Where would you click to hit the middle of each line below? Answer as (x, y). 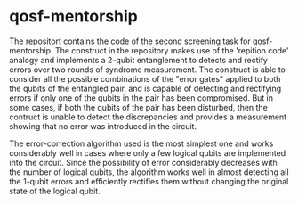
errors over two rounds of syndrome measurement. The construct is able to (148, 70)
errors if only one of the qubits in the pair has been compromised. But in (141, 98)
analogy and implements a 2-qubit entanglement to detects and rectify (139, 60)
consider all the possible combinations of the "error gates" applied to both (145, 78)
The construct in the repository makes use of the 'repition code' (172, 50)
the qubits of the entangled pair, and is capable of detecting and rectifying (145, 88)
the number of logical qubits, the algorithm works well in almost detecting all (149, 172)
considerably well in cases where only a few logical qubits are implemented (148, 152)
